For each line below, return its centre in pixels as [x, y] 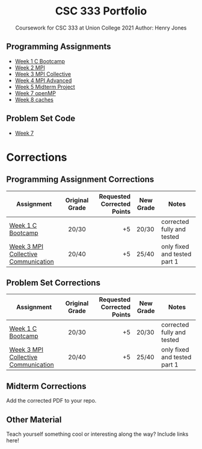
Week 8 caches [34, 99]
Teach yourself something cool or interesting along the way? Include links [97, 434]
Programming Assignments [59, 47]
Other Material [34, 420]
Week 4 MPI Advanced [43, 80]
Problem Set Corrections [54, 283]
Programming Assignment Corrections [80, 180]
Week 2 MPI [30, 67]
